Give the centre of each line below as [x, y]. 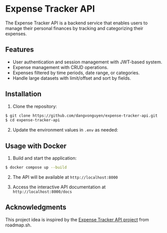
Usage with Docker [36, 146]
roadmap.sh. [19, 225]
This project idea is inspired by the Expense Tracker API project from [77, 219]
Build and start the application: [45, 158]
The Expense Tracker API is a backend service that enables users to [77, 23]
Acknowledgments [36, 207]
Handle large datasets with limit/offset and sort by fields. [72, 78]
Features [20, 49]
